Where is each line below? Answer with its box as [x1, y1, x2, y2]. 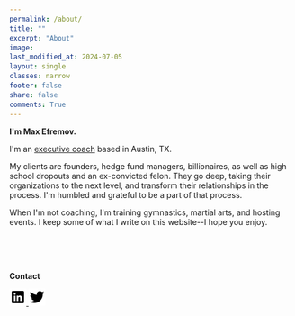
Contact [9, 270, 40, 281]
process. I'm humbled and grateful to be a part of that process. [9, 189, 243, 200]
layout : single [9, 62, 67, 71]
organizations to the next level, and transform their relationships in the [9, 180, 269, 191]
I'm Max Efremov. [9, 126, 76, 137]
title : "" [9, 23, 47, 33]
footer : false [9, 81, 63, 90]
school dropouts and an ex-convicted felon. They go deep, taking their [9, 170, 272, 181]
